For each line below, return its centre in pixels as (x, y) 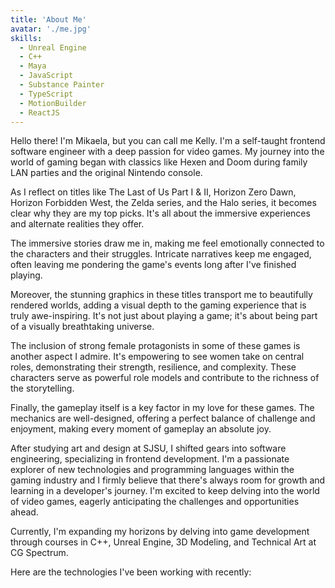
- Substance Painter (62, 85)
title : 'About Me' (48, 19)
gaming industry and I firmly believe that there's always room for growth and (168, 480)
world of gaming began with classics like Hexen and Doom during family (159, 162)
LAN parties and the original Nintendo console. (106, 173)
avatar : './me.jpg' (51, 29)
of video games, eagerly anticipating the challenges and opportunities (155, 502)
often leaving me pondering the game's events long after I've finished (153, 265)
